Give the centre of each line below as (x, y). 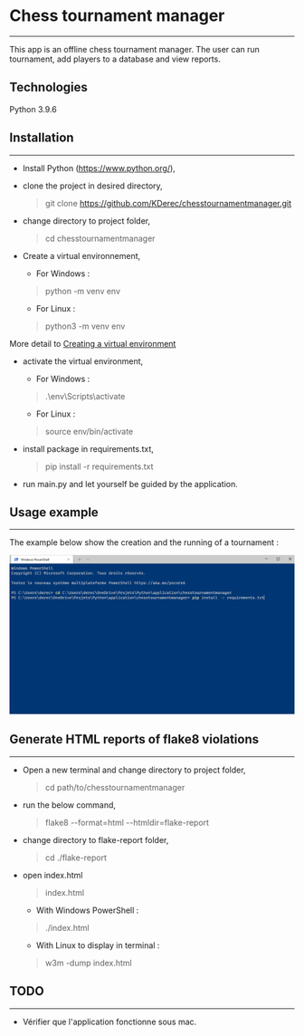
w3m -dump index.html (89, 963)
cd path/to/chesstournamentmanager (115, 787)
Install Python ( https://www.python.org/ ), (99, 168)
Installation (42, 138)
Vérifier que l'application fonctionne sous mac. (109, 1022)
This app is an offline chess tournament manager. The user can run (135, 49)
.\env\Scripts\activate (85, 396)
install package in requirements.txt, (88, 448)
